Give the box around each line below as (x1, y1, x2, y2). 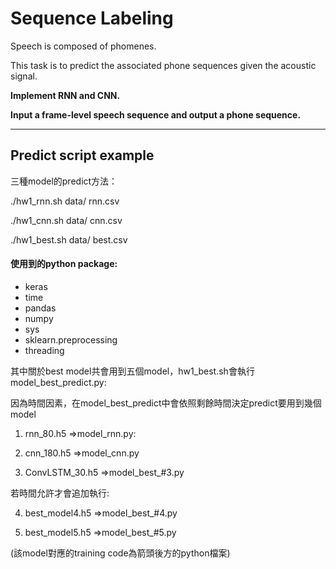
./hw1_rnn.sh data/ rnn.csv (10, 195, 120, 207)
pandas (24, 302, 57, 314)
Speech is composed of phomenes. (10, 40, 157, 52)
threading (24, 344, 65, 356)
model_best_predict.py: (10, 376, 107, 388)
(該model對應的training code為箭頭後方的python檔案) (10, 547, 231, 559)
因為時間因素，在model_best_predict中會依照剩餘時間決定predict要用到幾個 (10, 397, 322, 409)
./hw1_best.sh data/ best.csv (10, 233, 128, 246)
